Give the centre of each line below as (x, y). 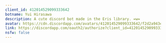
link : (11, 28)
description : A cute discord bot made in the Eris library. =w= (73, 19)
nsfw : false (17, 33)
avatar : (13, 23)
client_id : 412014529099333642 (37, 10)
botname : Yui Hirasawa (28, 14)
